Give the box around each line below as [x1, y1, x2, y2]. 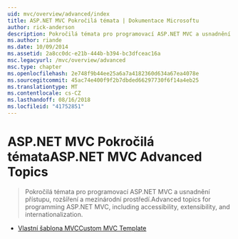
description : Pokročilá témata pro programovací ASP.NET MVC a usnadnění [7, 30, 232, 38]
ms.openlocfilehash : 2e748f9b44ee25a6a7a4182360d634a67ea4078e [7, 70, 200, 77]
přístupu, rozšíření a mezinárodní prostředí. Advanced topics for [24, 195, 212, 203]
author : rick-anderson [7, 23, 75, 31]
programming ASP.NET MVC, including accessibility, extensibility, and [24, 202, 230, 211]
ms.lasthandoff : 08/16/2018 [7, 97, 91, 104]
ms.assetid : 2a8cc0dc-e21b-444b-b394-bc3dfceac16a [7, 51, 161, 58]
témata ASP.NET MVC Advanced [7, 149, 202, 165]
